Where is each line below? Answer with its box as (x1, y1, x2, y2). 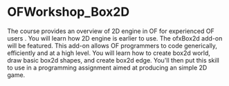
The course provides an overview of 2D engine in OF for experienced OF (7, 27, 214, 35)
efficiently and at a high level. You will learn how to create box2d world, (7, 49, 211, 57)
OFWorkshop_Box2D (7, 4, 130, 20)
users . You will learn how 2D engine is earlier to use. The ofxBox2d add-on (7, 34, 223, 42)
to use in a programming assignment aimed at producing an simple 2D (7, 63, 208, 72)
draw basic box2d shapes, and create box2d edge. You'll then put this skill (7, 56, 219, 64)
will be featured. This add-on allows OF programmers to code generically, (7, 41, 218, 50)
